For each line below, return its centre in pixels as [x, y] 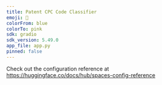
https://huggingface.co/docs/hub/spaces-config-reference [81, 75]
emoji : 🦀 [17, 18]
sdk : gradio [21, 35]
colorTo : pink [24, 29]
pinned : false [24, 52]
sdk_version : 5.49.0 [33, 40]
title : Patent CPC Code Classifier [52, 12]
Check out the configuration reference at [58, 69]
